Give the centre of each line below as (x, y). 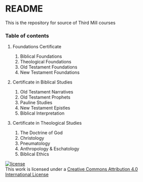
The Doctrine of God (41, 133)
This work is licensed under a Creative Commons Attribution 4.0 (72, 169)
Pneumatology (35, 143)
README (24, 9)
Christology (32, 138)
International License (27, 174)
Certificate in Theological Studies (47, 123)
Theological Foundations (46, 62)
